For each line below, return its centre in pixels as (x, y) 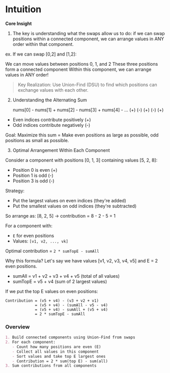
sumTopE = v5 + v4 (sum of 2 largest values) (60, 281)
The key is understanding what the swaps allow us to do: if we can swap (89, 33)
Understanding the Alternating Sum (50, 100)
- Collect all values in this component (55, 352)
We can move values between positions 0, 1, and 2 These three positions (82, 64)
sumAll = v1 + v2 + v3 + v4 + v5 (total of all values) (66, 276)
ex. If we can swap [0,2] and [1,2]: (41, 54)
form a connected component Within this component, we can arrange (78, 69)
